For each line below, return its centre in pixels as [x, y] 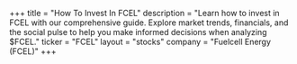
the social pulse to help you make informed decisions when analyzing [138, 32]
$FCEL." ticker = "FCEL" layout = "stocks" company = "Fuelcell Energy [140, 41]
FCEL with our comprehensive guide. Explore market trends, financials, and [149, 23]
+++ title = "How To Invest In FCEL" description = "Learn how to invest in [145, 13]
